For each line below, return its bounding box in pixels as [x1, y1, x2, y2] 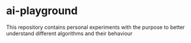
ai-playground [6, 4, 78, 18]
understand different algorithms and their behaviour [6, 29, 133, 37]
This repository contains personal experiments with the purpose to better [6, 24, 185, 31]
